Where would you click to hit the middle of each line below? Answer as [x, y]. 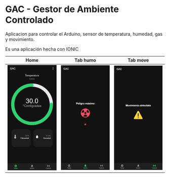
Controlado [30, 20]
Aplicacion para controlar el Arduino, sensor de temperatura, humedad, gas [84, 34]
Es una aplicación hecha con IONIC [42, 49]
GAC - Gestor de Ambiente [62, 9]
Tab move [138, 60]
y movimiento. [20, 39]
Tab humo [85, 60]
